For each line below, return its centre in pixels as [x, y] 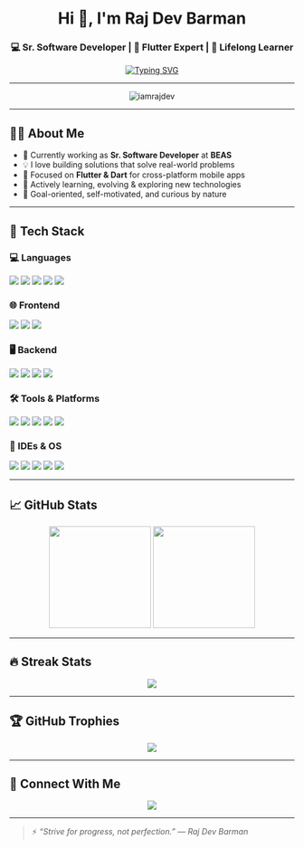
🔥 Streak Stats [51, 662]
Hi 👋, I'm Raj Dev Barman [152, 19]
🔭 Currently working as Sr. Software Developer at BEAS [127, 155]
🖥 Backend [33, 350]
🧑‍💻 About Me [47, 133]
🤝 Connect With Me [65, 784]
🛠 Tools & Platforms [55, 398]
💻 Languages [40, 257]
